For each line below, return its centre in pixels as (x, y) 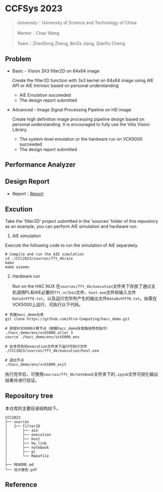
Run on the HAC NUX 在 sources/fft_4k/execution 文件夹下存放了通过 (81, 286)
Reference (21, 484)
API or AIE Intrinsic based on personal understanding (65, 86)
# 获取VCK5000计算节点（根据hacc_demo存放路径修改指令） (57, 328)
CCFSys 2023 (34, 9)
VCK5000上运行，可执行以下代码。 (48, 304)
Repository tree (29, 396)
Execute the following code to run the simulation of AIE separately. (72, 245)
